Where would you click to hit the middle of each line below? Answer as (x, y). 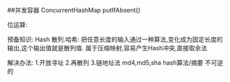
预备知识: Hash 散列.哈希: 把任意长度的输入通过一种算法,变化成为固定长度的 (115, 39)
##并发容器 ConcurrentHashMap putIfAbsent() (74, 10)
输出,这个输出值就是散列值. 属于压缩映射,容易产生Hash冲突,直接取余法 (107, 48)
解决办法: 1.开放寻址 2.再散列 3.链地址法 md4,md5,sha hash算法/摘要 (105, 63)
